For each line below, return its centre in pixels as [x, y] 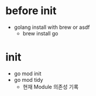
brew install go [40, 33]
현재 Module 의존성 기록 [51, 87]
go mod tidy [28, 80]
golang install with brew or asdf [52, 27]
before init [31, 11]
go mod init [28, 73]
